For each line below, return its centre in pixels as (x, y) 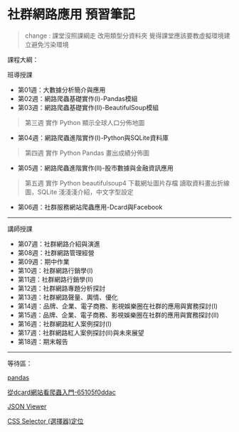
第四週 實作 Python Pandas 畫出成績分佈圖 (87, 153)
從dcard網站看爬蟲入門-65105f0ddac (62, 392)
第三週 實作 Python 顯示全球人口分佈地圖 (85, 122)
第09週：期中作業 (43, 261)
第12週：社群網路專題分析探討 (62, 288)
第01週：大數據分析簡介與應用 (62, 90)
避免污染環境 (50, 44)
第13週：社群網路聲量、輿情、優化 (68, 297)
